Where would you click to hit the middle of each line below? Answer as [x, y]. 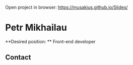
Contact [18, 57]
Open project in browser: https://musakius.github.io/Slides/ [66, 7]
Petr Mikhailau [36, 28]
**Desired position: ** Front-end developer [50, 41]
